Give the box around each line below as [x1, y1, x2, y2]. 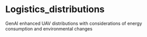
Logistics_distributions [5, 4, 105, 15]
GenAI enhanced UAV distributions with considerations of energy [5, 20, 142, 26]
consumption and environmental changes [5, 25, 93, 31]
